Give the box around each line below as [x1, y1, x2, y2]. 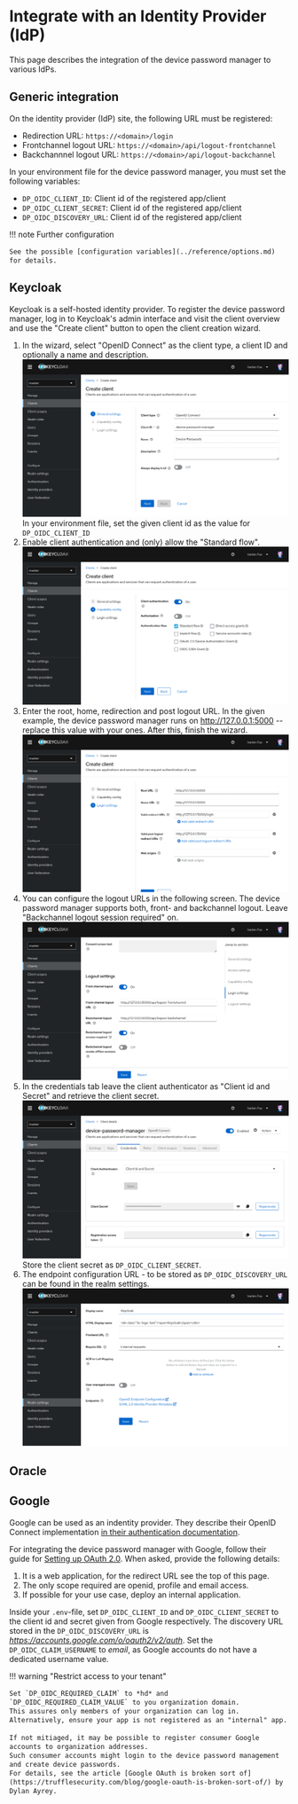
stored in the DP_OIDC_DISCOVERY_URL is [9, 1625, 149, 1635]
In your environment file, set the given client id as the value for [21, 518, 251, 529]
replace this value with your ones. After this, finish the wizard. [21, 725, 248, 735]
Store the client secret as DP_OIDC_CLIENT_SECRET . [21, 1259, 202, 1270]
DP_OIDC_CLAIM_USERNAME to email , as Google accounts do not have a [9, 1643, 257, 1655]
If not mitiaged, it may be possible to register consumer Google [9, 1733, 260, 1742]
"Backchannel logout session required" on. [21, 912, 179, 923]
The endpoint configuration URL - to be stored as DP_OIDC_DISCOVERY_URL [21, 1268, 288, 1279]
